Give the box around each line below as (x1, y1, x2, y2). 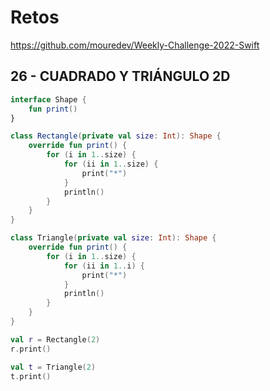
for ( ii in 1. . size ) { (63, 159, 159, 169)
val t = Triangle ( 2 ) (10, 362, 97, 372)
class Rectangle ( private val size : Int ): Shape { (10, 131, 222, 141)
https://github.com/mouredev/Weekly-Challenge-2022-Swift (10, 39, 260, 51)
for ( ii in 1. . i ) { (63, 261, 145, 271)
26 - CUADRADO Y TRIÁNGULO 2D (10, 68, 231, 85)
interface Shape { (10, 94, 87, 105)
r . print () (10, 344, 52, 354)
